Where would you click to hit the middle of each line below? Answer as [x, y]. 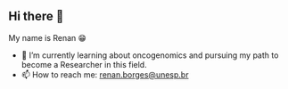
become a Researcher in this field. [84, 64]
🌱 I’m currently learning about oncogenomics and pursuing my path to [150, 55]
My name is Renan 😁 [47, 37]
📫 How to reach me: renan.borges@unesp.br [105, 74]
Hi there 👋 [36, 16]
